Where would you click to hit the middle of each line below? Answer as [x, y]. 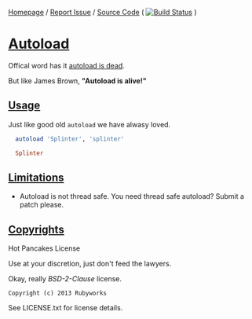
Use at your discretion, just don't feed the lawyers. [90, 264]
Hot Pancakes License [44, 248]
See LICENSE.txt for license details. [66, 308]
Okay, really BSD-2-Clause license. [65, 279]
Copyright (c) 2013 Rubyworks [58, 293]
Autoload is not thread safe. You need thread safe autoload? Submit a [132, 196]
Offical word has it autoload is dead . [67, 65]
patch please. [42, 205]
